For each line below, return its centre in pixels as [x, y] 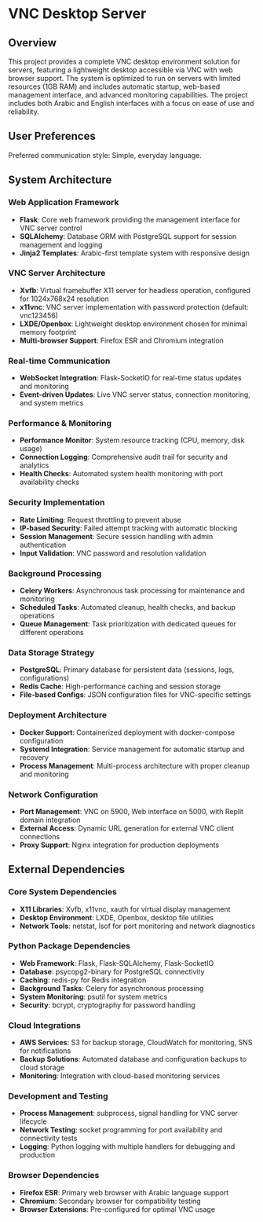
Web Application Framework [64, 203]
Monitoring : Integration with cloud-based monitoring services [120, 1076]
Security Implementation [57, 502]
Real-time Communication [59, 361]
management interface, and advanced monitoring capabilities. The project [128, 95]
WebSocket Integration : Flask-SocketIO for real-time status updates [130, 378]
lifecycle [33, 1121]
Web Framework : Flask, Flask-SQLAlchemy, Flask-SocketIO [117, 963]
